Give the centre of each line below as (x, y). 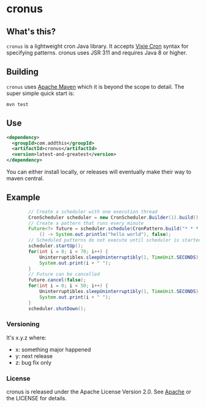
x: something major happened (53, 349)
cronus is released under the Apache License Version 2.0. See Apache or (99, 392)
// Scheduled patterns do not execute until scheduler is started (115, 240)
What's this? (31, 32)
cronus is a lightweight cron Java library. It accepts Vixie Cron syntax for (97, 46)
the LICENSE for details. (36, 398)
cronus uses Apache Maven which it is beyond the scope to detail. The (95, 86)
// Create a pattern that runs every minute (86, 223)
